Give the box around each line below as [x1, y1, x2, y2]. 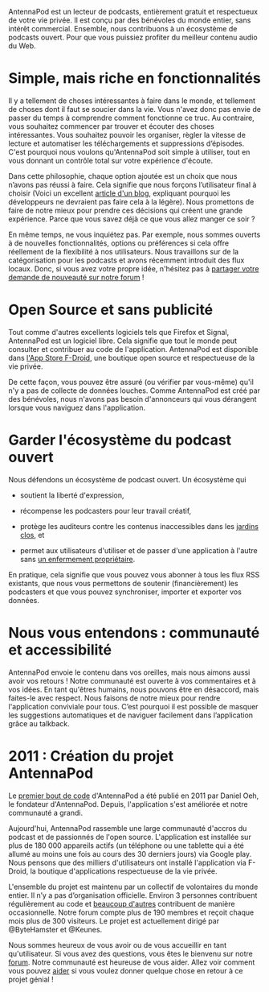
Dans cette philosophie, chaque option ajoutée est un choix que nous [8, 171, 238, 180]
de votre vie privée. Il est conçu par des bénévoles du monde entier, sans [8, 15, 251, 25]
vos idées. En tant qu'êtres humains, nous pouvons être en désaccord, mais [8, 684, 259, 694]
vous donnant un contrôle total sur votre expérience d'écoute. [8, 155, 214, 165]
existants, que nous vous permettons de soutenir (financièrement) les [8, 578, 238, 588]
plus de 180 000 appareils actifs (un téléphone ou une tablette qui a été [8, 841, 245, 850]
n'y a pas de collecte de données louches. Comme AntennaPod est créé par [8, 386, 261, 395]
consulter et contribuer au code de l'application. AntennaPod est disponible [8, 344, 259, 353]
